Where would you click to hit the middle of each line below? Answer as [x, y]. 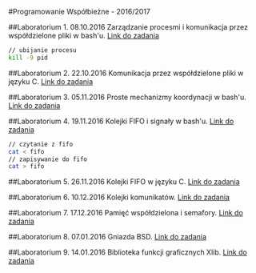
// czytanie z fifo [41, 144]
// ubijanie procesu [43, 50]
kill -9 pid [28, 58]
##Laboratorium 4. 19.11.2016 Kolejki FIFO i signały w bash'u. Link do [121, 121]
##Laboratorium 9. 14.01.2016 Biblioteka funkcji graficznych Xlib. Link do [128, 252]
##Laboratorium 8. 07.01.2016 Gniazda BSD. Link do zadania [107, 237]
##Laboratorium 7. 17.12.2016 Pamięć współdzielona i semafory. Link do [126, 213]
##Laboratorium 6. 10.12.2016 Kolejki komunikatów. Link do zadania [119, 197]
